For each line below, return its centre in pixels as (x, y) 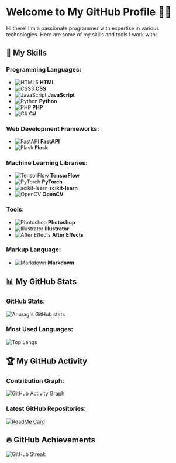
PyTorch (52, 182)
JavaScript (61, 95)
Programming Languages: (44, 70)
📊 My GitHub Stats (42, 282)
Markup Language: (34, 250)
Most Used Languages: (40, 329)
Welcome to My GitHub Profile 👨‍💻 (89, 12)
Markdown (61, 263)
